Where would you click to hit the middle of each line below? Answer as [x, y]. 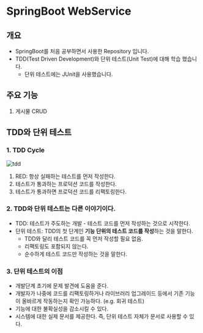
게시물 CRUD [31, 111]
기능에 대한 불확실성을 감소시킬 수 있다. [62, 309]
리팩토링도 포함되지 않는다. [56, 246]
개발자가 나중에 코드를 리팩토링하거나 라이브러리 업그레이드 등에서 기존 [99, 294]
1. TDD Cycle [25, 150]
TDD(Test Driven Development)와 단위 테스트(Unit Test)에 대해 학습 [98, 59]
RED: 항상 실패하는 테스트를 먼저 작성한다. [65, 176]
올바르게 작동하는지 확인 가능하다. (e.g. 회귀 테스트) [83, 301]
